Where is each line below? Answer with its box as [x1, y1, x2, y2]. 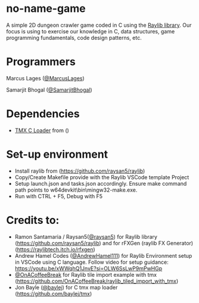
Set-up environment [6, 148, 108, 161]
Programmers [6, 55, 76, 68]
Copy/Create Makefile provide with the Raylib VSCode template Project [14, 173, 189, 180]
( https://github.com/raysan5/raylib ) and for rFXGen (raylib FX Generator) [14, 239, 194, 246]
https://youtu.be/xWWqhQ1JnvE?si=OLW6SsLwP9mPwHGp [14, 264, 163, 272]
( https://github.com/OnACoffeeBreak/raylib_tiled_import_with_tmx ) [14, 277, 179, 285]
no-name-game [6, 2, 86, 15]
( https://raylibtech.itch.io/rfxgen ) [14, 246, 95, 253]
